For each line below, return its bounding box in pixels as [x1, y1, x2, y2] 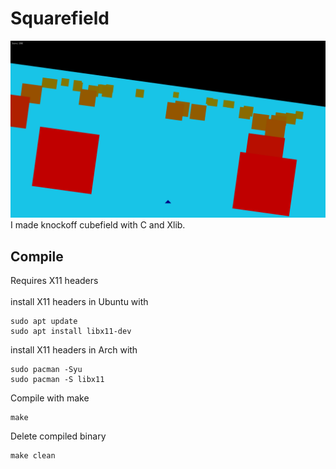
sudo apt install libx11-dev [10, 327, 132, 337]
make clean [10, 451, 56, 461]
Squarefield [10, 7, 110, 30]
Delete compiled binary [10, 430, 107, 442]
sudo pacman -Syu [10, 365, 83, 375]
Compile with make [10, 392, 90, 404]
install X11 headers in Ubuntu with [10, 296, 149, 308]
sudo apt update [10, 317, 78, 327]
